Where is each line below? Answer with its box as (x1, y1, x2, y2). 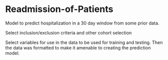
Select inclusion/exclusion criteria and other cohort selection (5, 29, 132, 35)
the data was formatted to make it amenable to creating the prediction (5, 44, 151, 50)
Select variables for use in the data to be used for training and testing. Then (5, 39, 163, 45)
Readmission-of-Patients (5, 3, 114, 15)
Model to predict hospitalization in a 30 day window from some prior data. (5, 20, 159, 26)
